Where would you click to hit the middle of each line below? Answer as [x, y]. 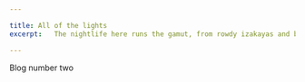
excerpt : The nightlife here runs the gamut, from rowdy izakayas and [150, 34]
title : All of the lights [58, 25]
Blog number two [42, 68]
